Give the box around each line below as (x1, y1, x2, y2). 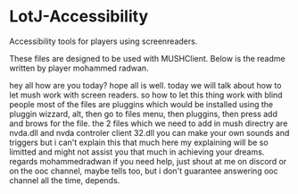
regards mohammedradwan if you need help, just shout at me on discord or (9, 156, 287, 166)
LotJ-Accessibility (9, 6, 149, 27)
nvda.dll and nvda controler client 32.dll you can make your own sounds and (9, 127, 290, 138)
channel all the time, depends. (9, 174, 120, 185)
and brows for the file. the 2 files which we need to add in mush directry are (9, 118, 288, 129)
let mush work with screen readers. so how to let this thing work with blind (9, 89, 283, 100)
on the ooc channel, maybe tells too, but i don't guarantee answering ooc (9, 165, 278, 176)
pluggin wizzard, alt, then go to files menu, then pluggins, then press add (9, 108, 278, 119)
